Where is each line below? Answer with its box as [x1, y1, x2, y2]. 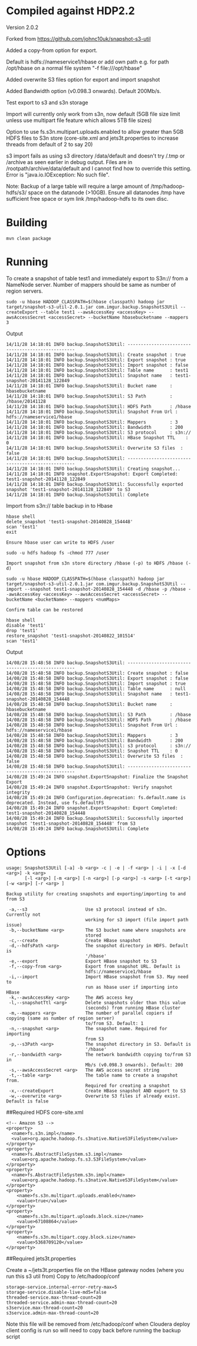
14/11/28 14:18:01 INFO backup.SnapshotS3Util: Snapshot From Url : [6, 409, 178, 415]
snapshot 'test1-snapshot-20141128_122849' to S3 [6, 486, 131, 492]
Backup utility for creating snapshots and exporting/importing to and [6, 890, 186, 897]
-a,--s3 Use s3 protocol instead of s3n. [8, 906, 168, 912]
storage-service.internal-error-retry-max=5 [6, 1284, 117, 1290]
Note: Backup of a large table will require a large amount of [6, 182, 149, 190]
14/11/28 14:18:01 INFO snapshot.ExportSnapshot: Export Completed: [6, 471, 178, 477]
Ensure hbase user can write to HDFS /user [6, 539, 115, 546]
